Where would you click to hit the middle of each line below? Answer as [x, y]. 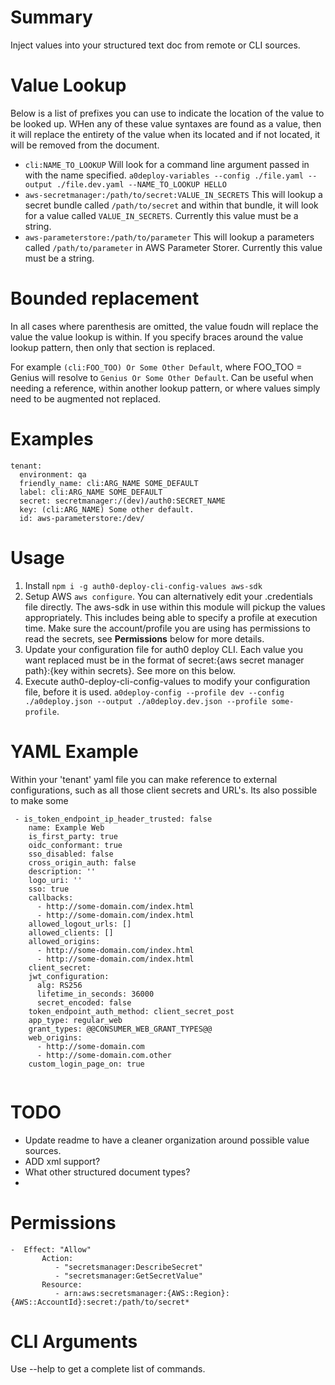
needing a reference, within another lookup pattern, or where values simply [165, 388]
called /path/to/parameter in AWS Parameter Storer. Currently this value [173, 247]
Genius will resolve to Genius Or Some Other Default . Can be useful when [162, 377]
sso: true [49, 889]
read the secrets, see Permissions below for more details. [144, 638]
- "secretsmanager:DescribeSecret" [128, 1267]
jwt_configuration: [69, 976]
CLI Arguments [74, 1341]
